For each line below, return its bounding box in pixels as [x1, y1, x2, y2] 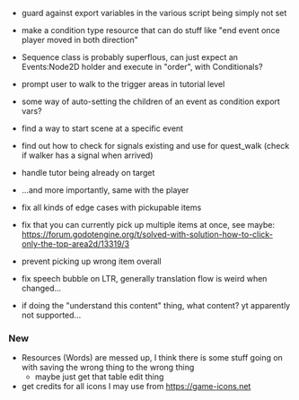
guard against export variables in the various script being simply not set [21, 8, 287, 18]
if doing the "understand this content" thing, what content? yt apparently [21, 300, 291, 310]
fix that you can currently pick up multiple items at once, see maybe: [21, 220, 276, 230]
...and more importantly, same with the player [21, 185, 189, 196]
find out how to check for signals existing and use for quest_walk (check [21, 141, 290, 151]
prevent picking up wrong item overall [21, 256, 163, 266]
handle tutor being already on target [21, 168, 155, 178]
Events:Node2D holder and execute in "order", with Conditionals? [21, 62, 263, 72]
